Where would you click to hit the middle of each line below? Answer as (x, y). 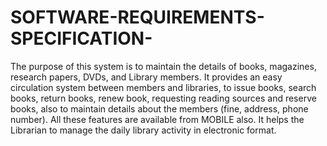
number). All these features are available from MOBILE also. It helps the (157, 119)
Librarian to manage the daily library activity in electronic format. (143, 130)
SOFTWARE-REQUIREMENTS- (137, 17)
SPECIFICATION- (81, 38)
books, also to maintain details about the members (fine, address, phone (159, 108)
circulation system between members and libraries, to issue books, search (163, 87)
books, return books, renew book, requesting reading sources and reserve (163, 98)
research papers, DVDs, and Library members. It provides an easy (146, 77)
